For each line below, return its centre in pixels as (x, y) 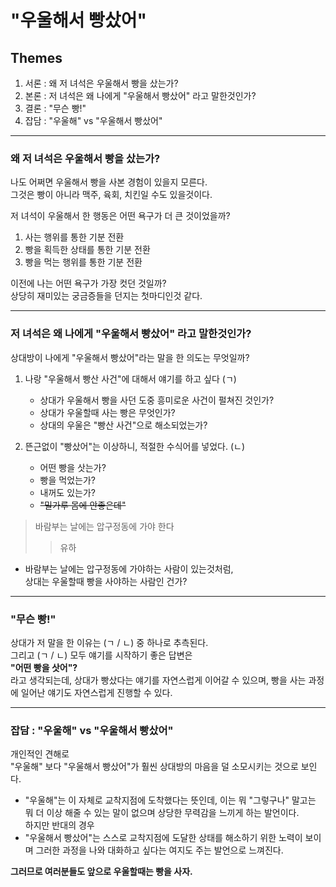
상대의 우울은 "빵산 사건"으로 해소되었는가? (123, 425)
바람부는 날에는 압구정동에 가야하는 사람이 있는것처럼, (129, 568)
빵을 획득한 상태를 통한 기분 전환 (87, 250)
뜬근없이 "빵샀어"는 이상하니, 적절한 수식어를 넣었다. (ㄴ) (134, 446)
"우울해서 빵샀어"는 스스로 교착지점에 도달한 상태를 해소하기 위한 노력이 (163, 838)
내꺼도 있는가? (67, 492)
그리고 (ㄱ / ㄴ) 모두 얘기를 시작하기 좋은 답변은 (101, 655)
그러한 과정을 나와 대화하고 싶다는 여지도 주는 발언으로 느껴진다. (159, 850)
